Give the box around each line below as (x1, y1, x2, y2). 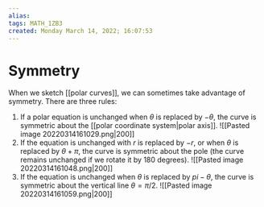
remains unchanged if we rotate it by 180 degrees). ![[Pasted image (19, 155, 244, 165)
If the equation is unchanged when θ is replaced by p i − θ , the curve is (19, 172, 254, 182)
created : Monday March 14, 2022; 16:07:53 (8, 27, 153, 35)
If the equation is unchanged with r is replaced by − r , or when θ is (19, 138, 239, 147)
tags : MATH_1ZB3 (8, 19, 63, 27)
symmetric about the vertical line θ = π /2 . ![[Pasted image (19, 180, 212, 190)
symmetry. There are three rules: (8, 97, 118, 106)
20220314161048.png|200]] (19, 164, 113, 173)
